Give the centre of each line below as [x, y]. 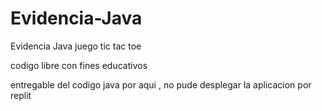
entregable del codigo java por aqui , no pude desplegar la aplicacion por [161, 84]
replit [21, 95]
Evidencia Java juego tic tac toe [76, 46]
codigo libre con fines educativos [79, 65]
